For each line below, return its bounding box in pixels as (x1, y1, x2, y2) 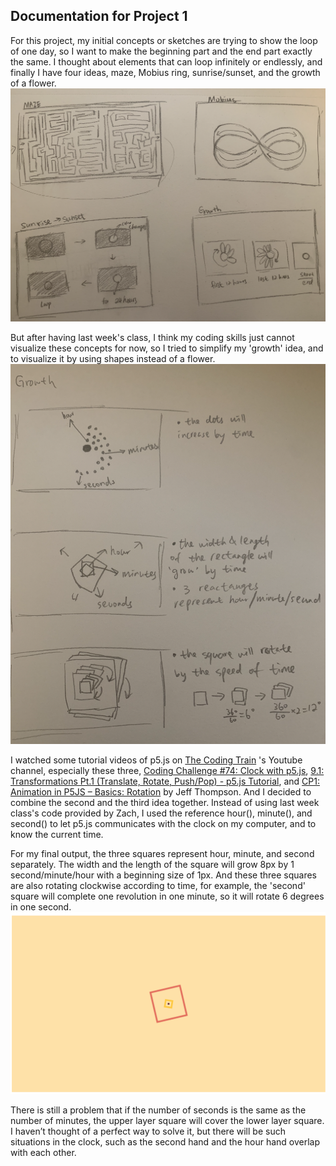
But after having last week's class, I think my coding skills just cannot (10, 332, 295, 344)
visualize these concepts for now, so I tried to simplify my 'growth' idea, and (10, 342, 324, 354)
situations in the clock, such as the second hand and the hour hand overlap (10, 1135, 321, 1148)
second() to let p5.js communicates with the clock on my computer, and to (10, 818, 317, 830)
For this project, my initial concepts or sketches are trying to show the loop (10, 34, 318, 46)
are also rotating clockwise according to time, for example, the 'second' (10, 880, 306, 892)
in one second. (10, 901, 72, 913)
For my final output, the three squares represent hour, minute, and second (10, 848, 315, 860)
